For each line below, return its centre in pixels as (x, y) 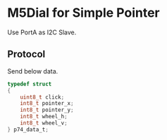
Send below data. (33, 71)
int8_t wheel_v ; (44, 123)
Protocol (26, 54)
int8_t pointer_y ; (47, 110)
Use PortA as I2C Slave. (42, 32)
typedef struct (30, 84)
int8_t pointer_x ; (47, 104)
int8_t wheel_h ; (44, 117)
